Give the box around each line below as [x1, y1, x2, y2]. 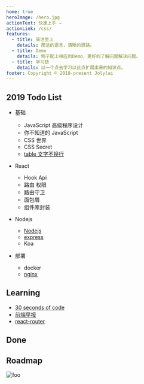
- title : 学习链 [11, 59, 50, 65]
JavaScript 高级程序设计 [23, 122, 84, 129]
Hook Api [23, 174, 47, 182]
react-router [14, 318, 45, 325]
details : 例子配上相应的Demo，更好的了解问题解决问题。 [17, 53, 141, 59]
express [23, 234, 44, 241]
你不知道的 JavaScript [23, 129, 78, 137]
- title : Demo [11, 48, 47, 54]
